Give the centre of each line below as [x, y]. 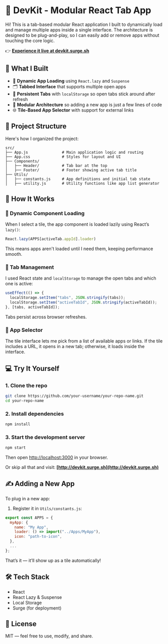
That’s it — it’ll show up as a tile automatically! [53, 560]
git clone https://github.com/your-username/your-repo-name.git [74, 396]
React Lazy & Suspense [37, 597]
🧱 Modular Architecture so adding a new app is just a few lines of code [87, 105]
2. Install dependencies [35, 414]
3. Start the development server [45, 437]
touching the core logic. [30, 41]
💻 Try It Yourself [32, 368]
